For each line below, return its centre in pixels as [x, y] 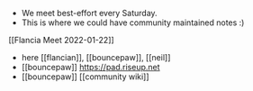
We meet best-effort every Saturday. [90, 13]
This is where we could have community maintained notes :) [133, 23]
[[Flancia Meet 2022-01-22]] [61, 40]
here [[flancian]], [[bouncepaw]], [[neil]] [96, 57]
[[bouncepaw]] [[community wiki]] [85, 77]
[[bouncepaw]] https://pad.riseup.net [90, 67]
